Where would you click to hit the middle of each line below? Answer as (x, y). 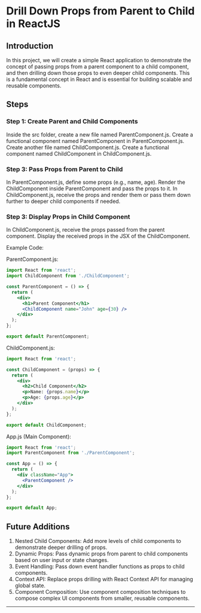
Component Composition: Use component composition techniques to (100, 592)
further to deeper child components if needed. (63, 201)
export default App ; (32, 508)
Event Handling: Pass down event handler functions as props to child (100, 566)
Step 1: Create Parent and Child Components (72, 122)
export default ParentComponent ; (48, 336)
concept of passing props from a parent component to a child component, (98, 66)
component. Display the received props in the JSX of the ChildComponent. (98, 236)
